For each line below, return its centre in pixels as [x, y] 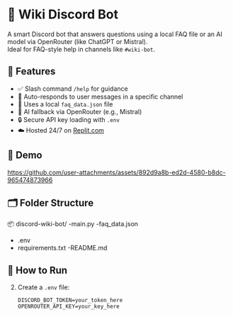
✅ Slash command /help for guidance [73, 89]
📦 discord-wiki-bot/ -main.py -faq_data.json [73, 224]
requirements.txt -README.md [62, 248]
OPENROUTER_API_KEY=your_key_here [68, 307]
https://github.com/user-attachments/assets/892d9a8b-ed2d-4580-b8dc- [116, 172]
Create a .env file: [44, 287]
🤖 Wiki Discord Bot [63, 15]
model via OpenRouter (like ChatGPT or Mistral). [78, 41]
